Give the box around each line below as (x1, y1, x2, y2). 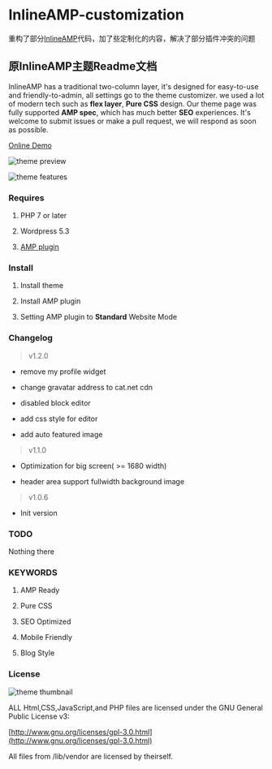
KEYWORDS (8, 566, 58, 578)
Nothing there (8, 546, 55, 556)
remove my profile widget (19, 367, 106, 376)
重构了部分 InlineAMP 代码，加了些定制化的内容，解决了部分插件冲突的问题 (8, 33, 256, 43)
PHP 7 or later (19, 211, 67, 221)
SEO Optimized (19, 616, 71, 626)
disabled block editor (19, 397, 91, 407)
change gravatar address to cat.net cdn (19, 382, 153, 392)
